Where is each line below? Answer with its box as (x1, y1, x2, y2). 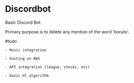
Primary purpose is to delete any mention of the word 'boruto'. (5, 29, 130, 34)
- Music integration (5, 48, 47, 52)
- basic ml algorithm (5, 73, 49, 78)
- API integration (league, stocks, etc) (5, 65, 90, 69)
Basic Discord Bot (5, 19, 41, 25)
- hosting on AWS (5, 56, 40, 61)
